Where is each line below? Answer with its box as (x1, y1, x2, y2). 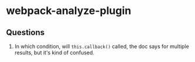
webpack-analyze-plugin (6, 4, 132, 18)
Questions (6, 27, 45, 37)
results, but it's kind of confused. (14, 49, 95, 56)
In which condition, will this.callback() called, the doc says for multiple (14, 43, 189, 50)
